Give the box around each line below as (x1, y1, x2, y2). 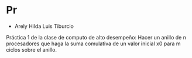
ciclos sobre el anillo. (6, 46, 57, 53)
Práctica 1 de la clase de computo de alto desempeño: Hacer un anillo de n (6, 34, 186, 41)
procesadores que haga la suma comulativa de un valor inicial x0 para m (6, 40, 181, 47)
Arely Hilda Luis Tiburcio (14, 23, 74, 30)
